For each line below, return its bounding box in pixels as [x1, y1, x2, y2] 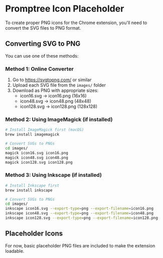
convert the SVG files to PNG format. [5, 25, 81, 31]
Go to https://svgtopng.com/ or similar [12, 77, 92, 83]
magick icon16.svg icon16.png [5, 150, 69, 156]
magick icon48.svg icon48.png [5, 155, 69, 160]
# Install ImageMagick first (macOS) [5, 127, 84, 133]
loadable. [5, 248, 25, 254]
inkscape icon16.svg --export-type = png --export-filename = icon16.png [5, 206, 154, 211]
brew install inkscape [5, 188, 53, 193]
